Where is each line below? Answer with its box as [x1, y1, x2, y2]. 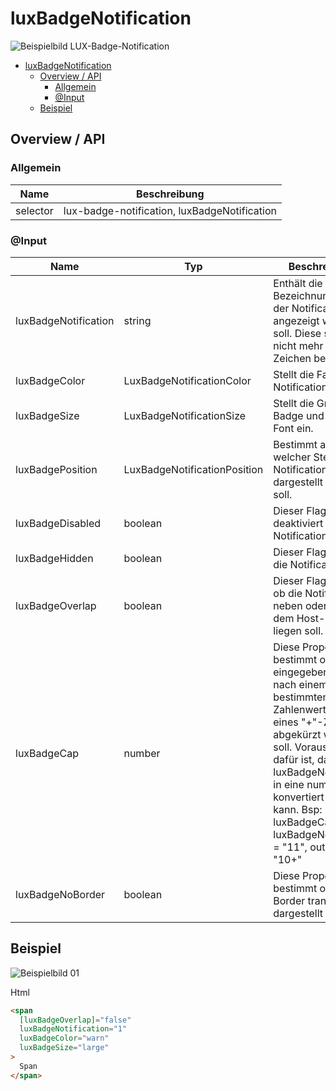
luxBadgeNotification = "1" [19, 1024, 128, 1034]
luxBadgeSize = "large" [19, 1043, 110, 1053]
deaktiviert [273, 516, 324, 530]
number [123, 746, 161, 760]
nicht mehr [273, 338, 324, 352]
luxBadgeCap [15, 746, 79, 760]
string [123, 313, 152, 327]
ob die [273, 586, 303, 600]
